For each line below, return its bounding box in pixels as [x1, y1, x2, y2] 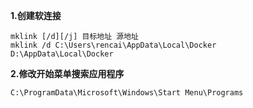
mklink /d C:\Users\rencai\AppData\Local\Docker [10, 40, 217, 50]
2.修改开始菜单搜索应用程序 [10, 68, 125, 79]
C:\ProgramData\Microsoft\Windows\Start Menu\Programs [10, 88, 244, 98]
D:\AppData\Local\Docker [10, 49, 114, 59]
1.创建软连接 [10, 10, 62, 21]
